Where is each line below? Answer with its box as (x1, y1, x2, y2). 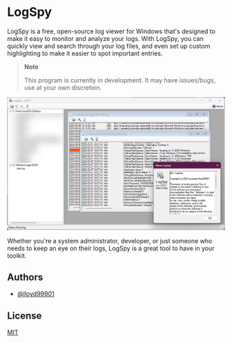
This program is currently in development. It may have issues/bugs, (23, 76, 216, 84)
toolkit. (7, 251, 27, 260)
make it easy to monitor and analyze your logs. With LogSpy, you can (7, 34, 204, 42)
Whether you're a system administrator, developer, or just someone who (7, 236, 213, 245)
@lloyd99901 (17, 290, 55, 298)
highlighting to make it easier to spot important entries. (7, 49, 163, 58)
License (7, 310, 42, 322)
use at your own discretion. (23, 83, 102, 91)
